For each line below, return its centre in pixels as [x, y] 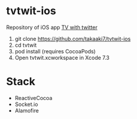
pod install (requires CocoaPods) [55, 51]
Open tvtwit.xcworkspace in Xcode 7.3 [62, 57]
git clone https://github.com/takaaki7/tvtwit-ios [73, 38]
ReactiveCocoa [33, 98]
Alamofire [27, 110]
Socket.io [27, 104]
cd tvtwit [26, 45]
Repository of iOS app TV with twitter [52, 27]
